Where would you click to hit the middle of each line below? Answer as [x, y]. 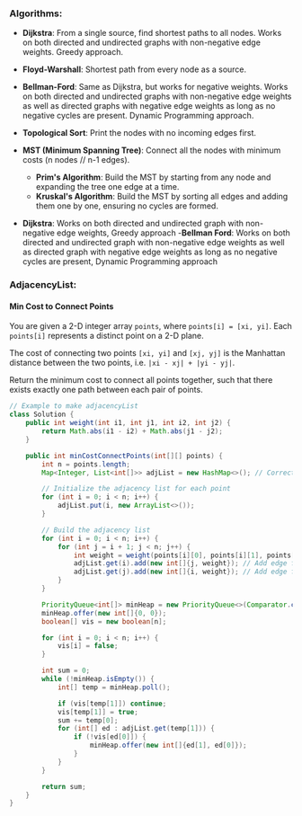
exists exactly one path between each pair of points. [107, 390]
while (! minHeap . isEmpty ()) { [98, 679]
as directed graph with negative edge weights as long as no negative [150, 252]
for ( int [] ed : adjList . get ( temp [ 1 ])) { [136, 729]
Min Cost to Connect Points [62, 306]
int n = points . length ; [86, 464]
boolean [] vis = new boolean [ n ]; [104, 621]
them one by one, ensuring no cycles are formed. [127, 206]
